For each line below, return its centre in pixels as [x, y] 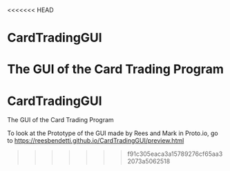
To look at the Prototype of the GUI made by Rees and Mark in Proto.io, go [113, 133]
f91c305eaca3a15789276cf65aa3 [175, 154]
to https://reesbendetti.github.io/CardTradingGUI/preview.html [96, 141]
